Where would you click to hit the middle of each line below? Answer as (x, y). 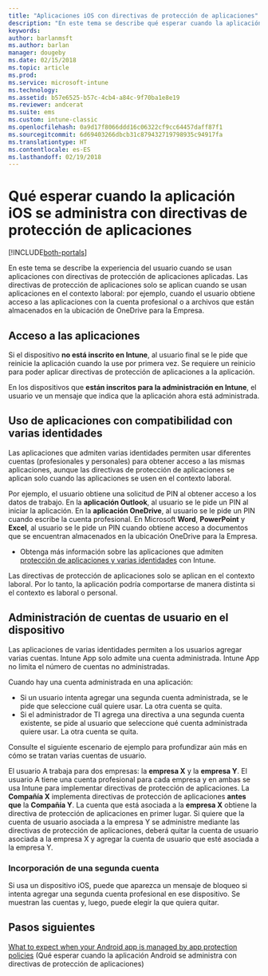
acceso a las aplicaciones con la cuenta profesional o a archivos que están (131, 302)
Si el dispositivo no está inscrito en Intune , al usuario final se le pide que (128, 355)
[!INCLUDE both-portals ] (48, 253)
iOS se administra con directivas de (128, 213)
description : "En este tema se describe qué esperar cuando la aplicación (135, 23)
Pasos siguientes (52, 928)
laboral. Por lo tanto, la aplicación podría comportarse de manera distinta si (132, 584)
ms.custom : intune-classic (53, 120)
